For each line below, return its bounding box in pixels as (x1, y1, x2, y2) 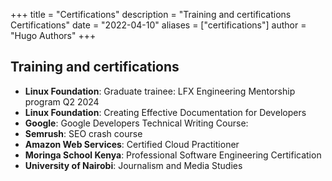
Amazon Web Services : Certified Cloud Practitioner (24, 138, 240, 150)
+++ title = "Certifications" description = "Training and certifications (10, 9, 292, 20)
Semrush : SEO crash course (24, 127, 143, 139)
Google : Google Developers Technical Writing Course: (24, 117, 249, 129)
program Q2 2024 (24, 95, 100, 108)
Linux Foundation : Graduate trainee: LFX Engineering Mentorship (24, 85, 296, 97)
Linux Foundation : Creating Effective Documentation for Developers (24, 106, 307, 118)
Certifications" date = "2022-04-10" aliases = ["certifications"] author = (10, 19, 307, 31)
